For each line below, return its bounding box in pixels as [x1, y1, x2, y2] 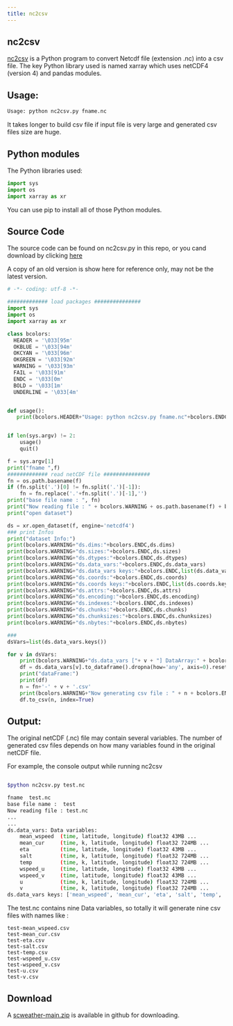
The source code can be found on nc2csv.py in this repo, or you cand [7, 244, 207, 253]
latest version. [7, 272, 48, 281]
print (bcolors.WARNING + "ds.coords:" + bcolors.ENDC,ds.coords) [7, 574, 188, 581]
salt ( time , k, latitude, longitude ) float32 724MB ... [19, 853, 209, 860]
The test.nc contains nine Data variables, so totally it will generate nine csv [7, 904, 221, 913]
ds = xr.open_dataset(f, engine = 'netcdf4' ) [7, 522, 135, 529]
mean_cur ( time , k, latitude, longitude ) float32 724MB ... [19, 839, 209, 846]
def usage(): [7, 407, 45, 414]
